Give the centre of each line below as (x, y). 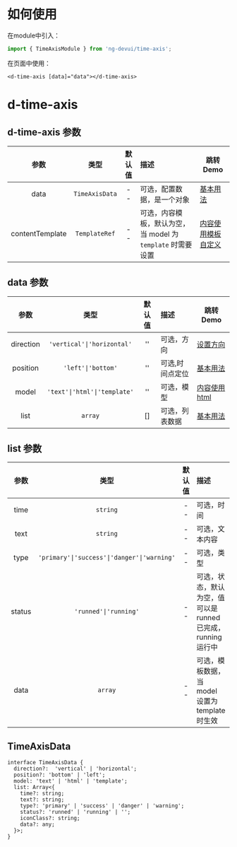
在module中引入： (34, 35)
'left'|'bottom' (90, 368)
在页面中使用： (29, 63)
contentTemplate (39, 233)
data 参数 (28, 282)
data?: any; (37, 824)
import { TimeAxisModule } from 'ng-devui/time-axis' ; (90, 49)
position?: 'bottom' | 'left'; (60, 775)
